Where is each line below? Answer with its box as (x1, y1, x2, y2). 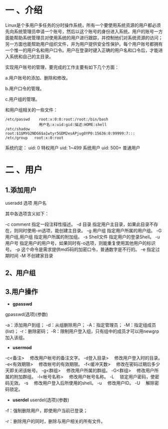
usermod (12, 345, 32, 351)
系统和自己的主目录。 (9, 53, 53, 59)
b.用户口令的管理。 (5, 85, 44, 91)
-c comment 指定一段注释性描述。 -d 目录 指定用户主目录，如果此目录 (5, 221, 150, 227)
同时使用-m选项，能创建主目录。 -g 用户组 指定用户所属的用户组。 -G (18, 227, 162, 233)
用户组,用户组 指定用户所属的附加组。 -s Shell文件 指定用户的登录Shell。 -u (5, 234, 160, 240)
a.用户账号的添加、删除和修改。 (5, 75, 70, 81)
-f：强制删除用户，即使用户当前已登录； (5, 407, 88, 414)
